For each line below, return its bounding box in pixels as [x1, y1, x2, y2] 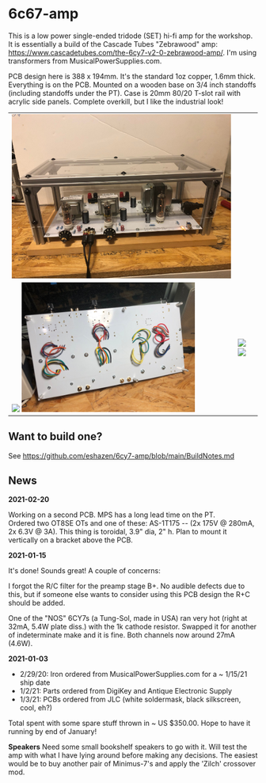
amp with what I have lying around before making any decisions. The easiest [8, 751, 258, 760]
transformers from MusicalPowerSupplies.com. [8, 56, 162, 66]
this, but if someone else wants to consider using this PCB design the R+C [8, 590, 251, 599]
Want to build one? [8, 430, 103, 443]
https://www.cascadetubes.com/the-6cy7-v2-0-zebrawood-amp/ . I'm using [8, 48, 257, 57]
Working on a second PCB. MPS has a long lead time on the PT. [8, 510, 216, 519]
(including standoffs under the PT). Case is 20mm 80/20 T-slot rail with [8, 88, 241, 97]
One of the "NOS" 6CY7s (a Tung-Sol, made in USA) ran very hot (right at [8, 614, 248, 623]
